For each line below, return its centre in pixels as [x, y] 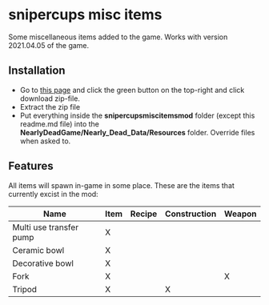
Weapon [240, 214]
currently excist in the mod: [53, 194]
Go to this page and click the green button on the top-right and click [132, 90]
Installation [37, 71]
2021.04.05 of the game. [49, 45]
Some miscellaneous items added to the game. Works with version [118, 37]
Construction [191, 214]
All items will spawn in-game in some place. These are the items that [121, 185]
